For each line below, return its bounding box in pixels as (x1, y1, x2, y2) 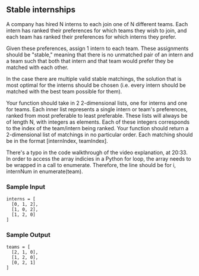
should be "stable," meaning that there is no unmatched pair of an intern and (6, 51, 194, 58)
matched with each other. (6, 64, 69, 71)
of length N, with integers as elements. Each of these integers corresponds (6, 118, 190, 126)
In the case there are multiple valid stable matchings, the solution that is (6, 75, 182, 82)
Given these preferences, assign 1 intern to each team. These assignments (6, 45, 189, 52)
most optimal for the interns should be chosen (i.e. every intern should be (6, 81, 186, 89)
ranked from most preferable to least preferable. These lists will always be (6, 112, 188, 119)
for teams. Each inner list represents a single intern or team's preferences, (6, 105, 188, 112)
